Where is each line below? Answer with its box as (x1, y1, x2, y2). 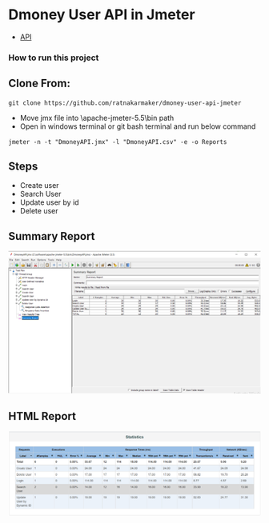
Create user (19, 181, 59, 190)
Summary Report (8, 230, 95, 243)
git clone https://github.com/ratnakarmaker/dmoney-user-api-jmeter (8, 98, 242, 107)
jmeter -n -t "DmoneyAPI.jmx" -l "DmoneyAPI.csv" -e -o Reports (8, 138, 227, 146)
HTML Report (8, 409, 76, 423)
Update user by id (19, 198, 79, 207)
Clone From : (8, 77, 70, 90)
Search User (19, 190, 62, 199)
